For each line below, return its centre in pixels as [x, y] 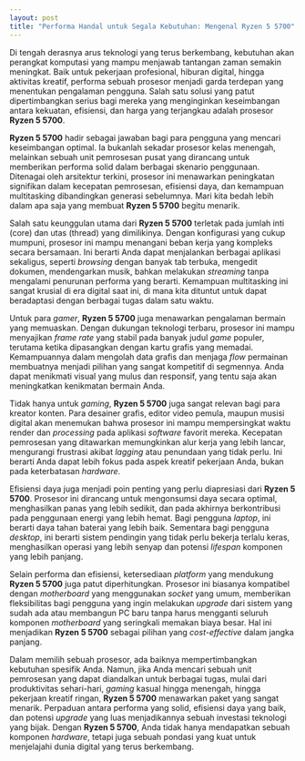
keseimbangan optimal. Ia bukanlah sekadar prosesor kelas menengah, [142, 147]
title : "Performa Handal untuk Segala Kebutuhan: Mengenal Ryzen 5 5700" [152, 26]
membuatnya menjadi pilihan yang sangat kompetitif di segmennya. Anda [147, 366]
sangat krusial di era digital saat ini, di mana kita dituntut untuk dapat [138, 290]
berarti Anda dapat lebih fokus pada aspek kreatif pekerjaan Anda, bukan [147, 462]
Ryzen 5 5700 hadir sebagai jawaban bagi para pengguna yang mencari [145, 137]
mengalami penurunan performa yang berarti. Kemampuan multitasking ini [149, 281]
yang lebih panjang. [46, 556]
